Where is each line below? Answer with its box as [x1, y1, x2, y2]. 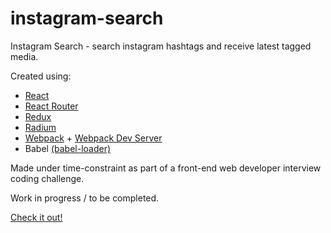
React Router [24, 100, 79, 112]
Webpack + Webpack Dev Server [24, 132, 163, 144]
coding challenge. [10, 172, 85, 184]
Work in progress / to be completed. [10, 192, 160, 204]
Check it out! [10, 211, 63, 223]
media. [10, 50, 39, 62]
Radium [24, 121, 57, 133]
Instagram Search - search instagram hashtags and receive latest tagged [10, 40, 312, 52]
